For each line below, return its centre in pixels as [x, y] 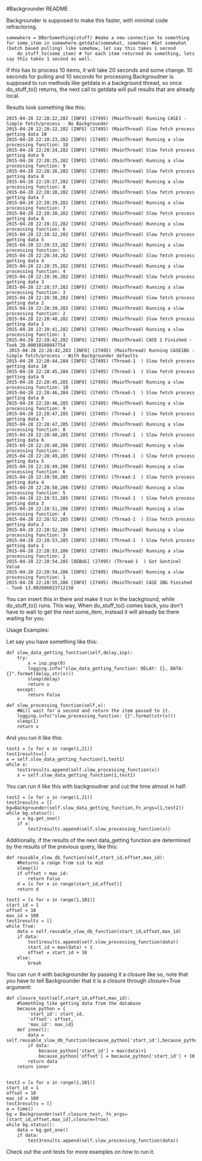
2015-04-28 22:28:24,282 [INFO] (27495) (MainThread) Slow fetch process [101, 150]
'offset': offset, [51, 1019]
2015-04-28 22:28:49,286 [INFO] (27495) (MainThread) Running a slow [95, 467]
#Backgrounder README [37, 9]
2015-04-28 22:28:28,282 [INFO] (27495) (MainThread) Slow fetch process [101, 192]
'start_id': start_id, [56, 1014]
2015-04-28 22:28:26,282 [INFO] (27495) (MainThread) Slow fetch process [101, 171]
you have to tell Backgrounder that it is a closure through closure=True [93, 981]
